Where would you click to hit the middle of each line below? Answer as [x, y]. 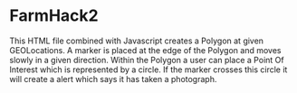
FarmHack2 [54, 16]
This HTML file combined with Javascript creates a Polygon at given [137, 41]
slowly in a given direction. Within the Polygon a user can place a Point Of [147, 60]
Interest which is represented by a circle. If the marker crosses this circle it [148, 70]
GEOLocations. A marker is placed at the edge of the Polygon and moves [145, 50]
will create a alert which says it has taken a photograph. [113, 79]
